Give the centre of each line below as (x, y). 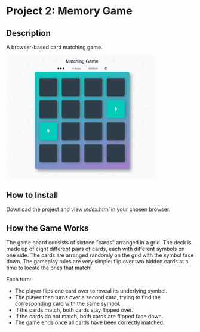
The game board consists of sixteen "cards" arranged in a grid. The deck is (99, 242)
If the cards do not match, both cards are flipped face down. (89, 316)
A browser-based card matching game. (54, 47)
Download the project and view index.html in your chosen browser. (88, 209)
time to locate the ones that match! (49, 268)
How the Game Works (47, 228)
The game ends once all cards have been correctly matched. (90, 322)
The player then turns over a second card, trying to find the (88, 297)
